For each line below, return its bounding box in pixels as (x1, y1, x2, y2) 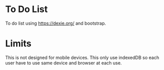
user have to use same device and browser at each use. (5, 59, 122, 66)
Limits (5, 38, 32, 49)
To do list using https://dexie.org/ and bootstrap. (5, 20, 106, 26)
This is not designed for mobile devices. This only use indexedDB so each (5, 54, 159, 60)
